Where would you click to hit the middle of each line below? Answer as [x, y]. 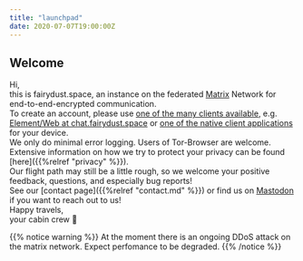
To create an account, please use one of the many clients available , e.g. [143, 113]
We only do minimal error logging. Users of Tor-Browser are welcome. [140, 142]
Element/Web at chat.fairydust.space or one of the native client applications [151, 123]
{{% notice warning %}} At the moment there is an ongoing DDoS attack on [150, 237]
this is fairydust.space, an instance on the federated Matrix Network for [143, 94]
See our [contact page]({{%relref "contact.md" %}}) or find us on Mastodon [152, 190]
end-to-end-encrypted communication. [83, 104]
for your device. [39, 133]
